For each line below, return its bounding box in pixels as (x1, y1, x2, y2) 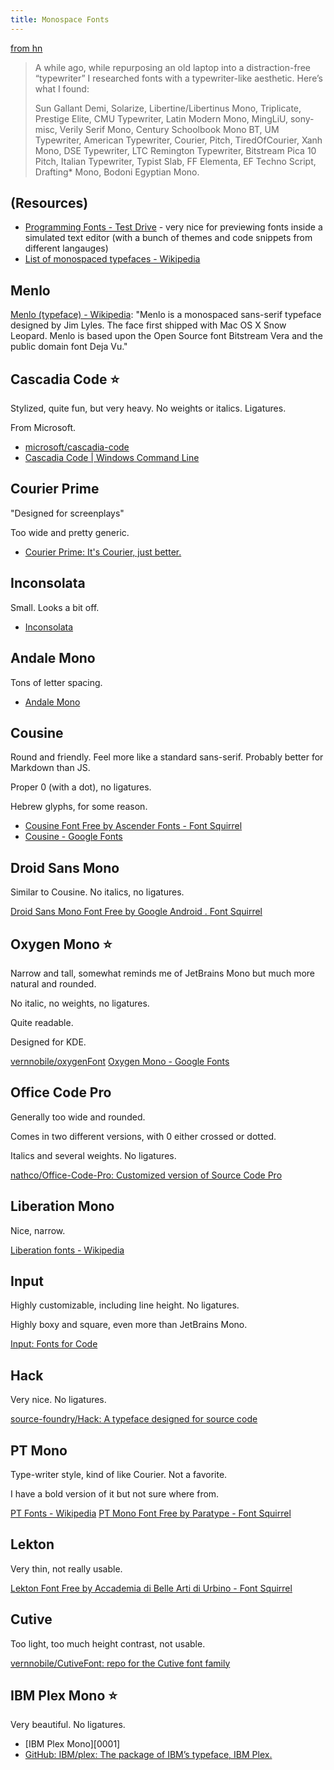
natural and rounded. (10, 977, 97, 990)
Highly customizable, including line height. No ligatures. (10, 1299, 240, 1311)
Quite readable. (10, 1016, 74, 1028)
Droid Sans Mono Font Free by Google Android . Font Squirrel (10, 906, 263, 918)
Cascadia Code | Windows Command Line (24, 452, 200, 464)
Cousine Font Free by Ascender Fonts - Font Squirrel (24, 820, 243, 832)
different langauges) (24, 242, 109, 255)
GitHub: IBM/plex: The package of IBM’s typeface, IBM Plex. (24, 1749, 273, 1761)
